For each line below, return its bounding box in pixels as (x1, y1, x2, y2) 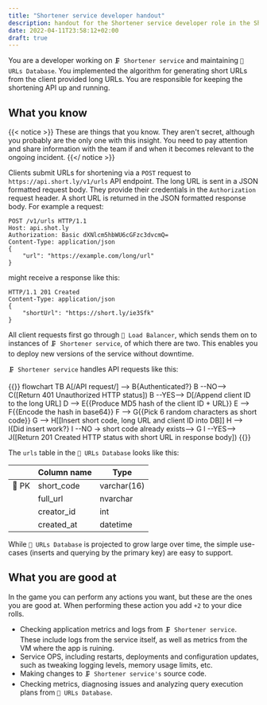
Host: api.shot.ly (8, 224, 69, 232)
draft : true (8, 33, 48, 42)
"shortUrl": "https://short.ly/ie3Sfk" (22, 310, 155, 317)
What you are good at (8, 571, 117, 585)
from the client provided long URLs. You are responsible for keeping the (8, 75, 243, 84)
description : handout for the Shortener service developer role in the (8, 19, 250, 27)
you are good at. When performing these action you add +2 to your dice (8, 600, 242, 610)
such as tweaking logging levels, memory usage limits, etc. (19, 660, 213, 669)
